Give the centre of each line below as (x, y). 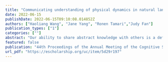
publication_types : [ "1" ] (32, 28)
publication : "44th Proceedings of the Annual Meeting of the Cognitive (82, 47)
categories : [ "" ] (23, 33)
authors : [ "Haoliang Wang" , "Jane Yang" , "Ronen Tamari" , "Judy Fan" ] (79, 24)
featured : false (22, 42)
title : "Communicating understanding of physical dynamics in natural (80, 10)
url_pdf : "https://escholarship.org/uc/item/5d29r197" (63, 51)
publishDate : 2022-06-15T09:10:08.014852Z (50, 19)
